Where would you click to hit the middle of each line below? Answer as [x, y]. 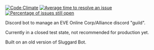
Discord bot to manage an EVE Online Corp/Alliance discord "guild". [75, 23]
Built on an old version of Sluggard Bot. [46, 42]
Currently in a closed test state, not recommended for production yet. [77, 32]
